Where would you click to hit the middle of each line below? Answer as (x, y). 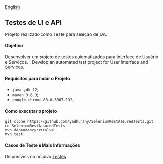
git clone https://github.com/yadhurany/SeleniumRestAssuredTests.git (79, 122)
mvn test (14, 134)
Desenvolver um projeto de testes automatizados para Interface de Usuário (82, 57)
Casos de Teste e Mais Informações (42, 145)
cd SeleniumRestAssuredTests (35, 126)
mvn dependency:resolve (30, 130)
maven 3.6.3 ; (25, 95)
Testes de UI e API (34, 22)
